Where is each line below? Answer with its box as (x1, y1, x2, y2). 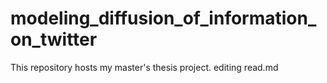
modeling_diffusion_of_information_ (10, 7, 317, 30)
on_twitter (10, 28, 98, 51)
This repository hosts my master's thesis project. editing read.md (10, 61, 279, 73)
